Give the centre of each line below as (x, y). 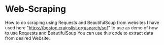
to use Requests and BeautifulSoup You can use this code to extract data (79, 33)
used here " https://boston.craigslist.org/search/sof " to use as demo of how (82, 27)
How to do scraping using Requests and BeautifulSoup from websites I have (82, 22)
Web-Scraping (36, 9)
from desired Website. (28, 38)
